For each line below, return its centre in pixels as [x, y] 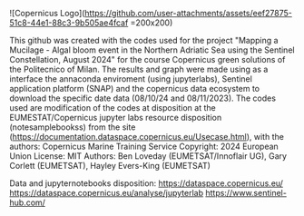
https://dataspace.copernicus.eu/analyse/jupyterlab [107, 193]
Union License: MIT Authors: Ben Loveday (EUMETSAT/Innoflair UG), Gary [148, 156]
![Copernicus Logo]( [47, 13]
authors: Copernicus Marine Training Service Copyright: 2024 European [144, 146]
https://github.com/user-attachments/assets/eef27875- [188, 13]
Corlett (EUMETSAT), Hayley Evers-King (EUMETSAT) [110, 166]
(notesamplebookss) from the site [73, 127]
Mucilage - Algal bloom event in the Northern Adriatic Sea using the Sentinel [152, 50]
